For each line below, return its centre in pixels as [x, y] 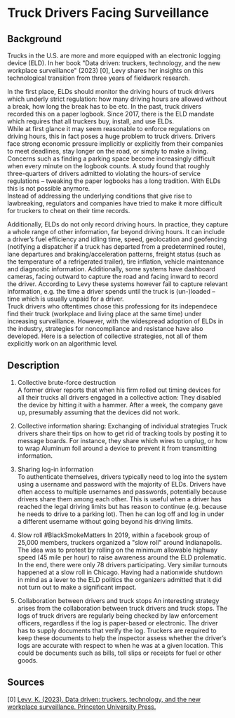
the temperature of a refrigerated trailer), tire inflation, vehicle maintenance [116, 262]
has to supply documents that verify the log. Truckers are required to [117, 630]
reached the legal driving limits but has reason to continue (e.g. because [122, 506]
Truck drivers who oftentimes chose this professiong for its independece [112, 306]
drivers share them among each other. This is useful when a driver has [120, 499]
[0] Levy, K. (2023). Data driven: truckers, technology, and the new [104, 699]
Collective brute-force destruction [67, 382]
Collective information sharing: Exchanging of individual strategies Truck [122, 426]
